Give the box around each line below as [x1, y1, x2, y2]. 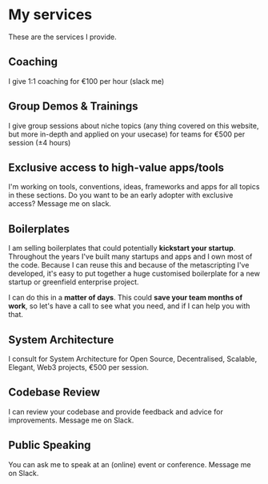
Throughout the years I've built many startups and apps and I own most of [8, 252, 253, 261]
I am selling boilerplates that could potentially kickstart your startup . [8, 244, 236, 253]
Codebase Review [8, 386, 101, 399]
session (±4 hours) [8, 137, 71, 147]
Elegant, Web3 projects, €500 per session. [8, 363, 150, 372]
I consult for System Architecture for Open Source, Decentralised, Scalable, [8, 354, 258, 363]
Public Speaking [8, 438, 91, 452]
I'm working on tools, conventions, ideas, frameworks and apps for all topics [8, 182, 260, 192]
